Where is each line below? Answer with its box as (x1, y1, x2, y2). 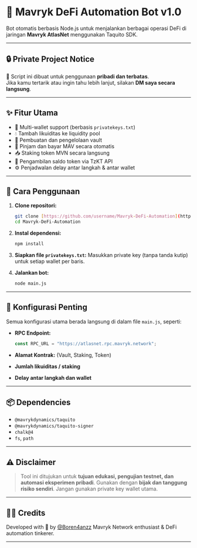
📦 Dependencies (6, 397, 71, 407)
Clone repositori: (14, 202, 57, 209)
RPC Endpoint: (14, 329, 51, 336)
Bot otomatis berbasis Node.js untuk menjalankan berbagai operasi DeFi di (6, 25, 186, 32)
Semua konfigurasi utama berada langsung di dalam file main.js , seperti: (6, 318, 182, 325)
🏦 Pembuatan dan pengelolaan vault (14, 136, 103, 143)
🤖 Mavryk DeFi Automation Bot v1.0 (6, 5, 182, 19)
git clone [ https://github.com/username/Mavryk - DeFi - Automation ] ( (14, 213, 181, 219)
